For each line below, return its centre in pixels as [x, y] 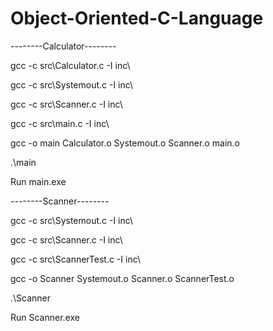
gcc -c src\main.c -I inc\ [60, 123]
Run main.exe [38, 181]
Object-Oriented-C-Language [137, 18]
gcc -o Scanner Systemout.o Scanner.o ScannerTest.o [122, 278]
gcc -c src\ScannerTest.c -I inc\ [75, 259]
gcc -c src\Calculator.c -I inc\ [70, 65]
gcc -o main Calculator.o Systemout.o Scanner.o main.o [125, 143]
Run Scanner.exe [45, 317]
